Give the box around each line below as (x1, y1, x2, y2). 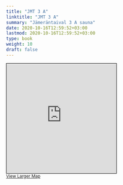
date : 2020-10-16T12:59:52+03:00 (6, 25, 88, 31)
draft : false (6, 47, 38, 53)
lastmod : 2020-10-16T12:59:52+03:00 (6, 30, 95, 36)
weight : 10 (6, 42, 33, 47)
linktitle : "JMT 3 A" (6, 14, 59, 20)
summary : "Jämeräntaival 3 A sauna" (6, 19, 95, 25)
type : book (6, 36, 33, 42)
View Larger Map (6, 173, 41, 179)
